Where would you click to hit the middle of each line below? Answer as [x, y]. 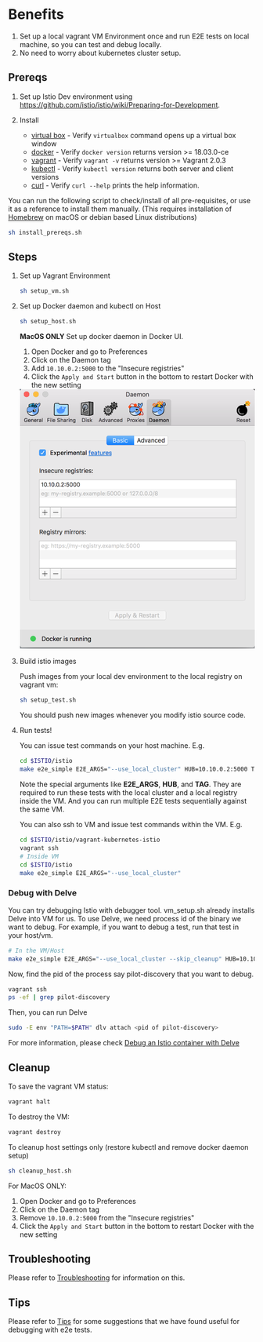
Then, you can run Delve [48, 1012]
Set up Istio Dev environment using [76, 97]
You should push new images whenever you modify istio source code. [132, 715]
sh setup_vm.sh [44, 291]
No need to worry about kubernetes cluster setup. [100, 53]
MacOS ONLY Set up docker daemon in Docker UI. [101, 337]
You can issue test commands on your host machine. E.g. [112, 746]
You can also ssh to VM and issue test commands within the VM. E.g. [131, 825]
